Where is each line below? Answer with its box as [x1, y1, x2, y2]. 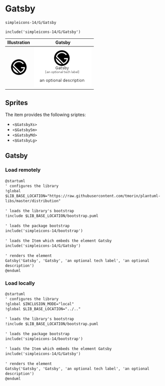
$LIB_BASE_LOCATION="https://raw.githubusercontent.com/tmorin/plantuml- [5, 193, 161, 198]
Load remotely [5, 166, 41, 173]
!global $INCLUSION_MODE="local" [5, 301, 74, 306]
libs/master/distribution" [5, 198, 61, 203]
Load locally [5, 279, 35, 286]
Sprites [5, 98, 28, 107]
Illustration [7, 39, 31, 45]
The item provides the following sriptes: [5, 112, 86, 118]
